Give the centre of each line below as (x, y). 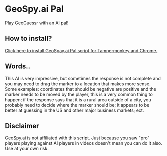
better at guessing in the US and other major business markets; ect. (75, 110)
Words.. (18, 67)
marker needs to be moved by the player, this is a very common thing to (79, 94)
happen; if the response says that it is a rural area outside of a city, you (78, 99)
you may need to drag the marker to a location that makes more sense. (78, 84)
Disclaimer (22, 126)
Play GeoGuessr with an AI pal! (37, 23)
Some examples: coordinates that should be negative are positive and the (81, 89)
